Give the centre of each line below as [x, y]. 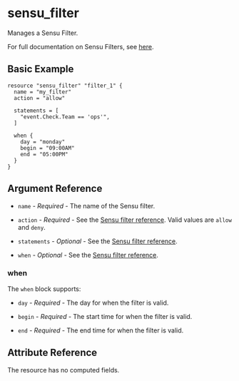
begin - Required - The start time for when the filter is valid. [105, 316]
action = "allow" [40, 98]
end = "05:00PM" [45, 154]
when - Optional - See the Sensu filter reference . [88, 255]
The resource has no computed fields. [63, 370]
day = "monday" [43, 142]
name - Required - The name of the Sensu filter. [86, 205]
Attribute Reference [52, 353]
